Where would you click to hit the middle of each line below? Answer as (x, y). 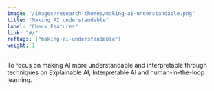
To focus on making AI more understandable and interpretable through (107, 65)
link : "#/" (23, 33)
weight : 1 (21, 45)
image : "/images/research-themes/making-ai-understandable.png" (101, 13)
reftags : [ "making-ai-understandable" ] (64, 39)
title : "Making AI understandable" (58, 20)
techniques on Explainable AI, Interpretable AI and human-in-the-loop (106, 72)
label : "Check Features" (43, 26)
